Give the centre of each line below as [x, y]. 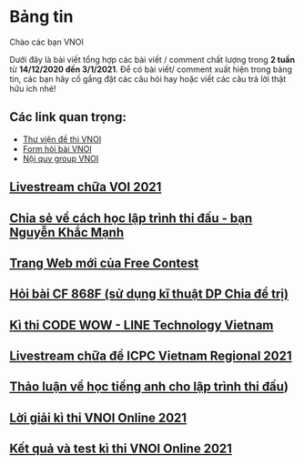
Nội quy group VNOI [61, 158]
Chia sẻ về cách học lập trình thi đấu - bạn [131, 218]
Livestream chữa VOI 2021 [86, 187]
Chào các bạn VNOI [47, 42]
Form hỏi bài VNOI [57, 148]
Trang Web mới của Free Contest [104, 263]
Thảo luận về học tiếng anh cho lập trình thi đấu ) [149, 387]
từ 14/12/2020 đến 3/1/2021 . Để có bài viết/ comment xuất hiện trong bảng [151, 69]
